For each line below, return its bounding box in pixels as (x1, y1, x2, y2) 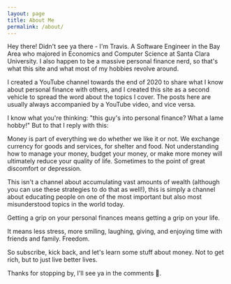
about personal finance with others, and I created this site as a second (7, 85, 209, 94)
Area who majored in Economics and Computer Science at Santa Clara (7, 50, 211, 58)
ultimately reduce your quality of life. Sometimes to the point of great (7, 157, 206, 165)
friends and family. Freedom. (7, 234, 90, 243)
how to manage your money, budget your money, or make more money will (7, 149, 223, 158)
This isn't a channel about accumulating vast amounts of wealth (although (7, 178, 220, 186)
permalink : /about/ (7, 23, 64, 30)
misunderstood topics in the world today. (7, 200, 125, 209)
